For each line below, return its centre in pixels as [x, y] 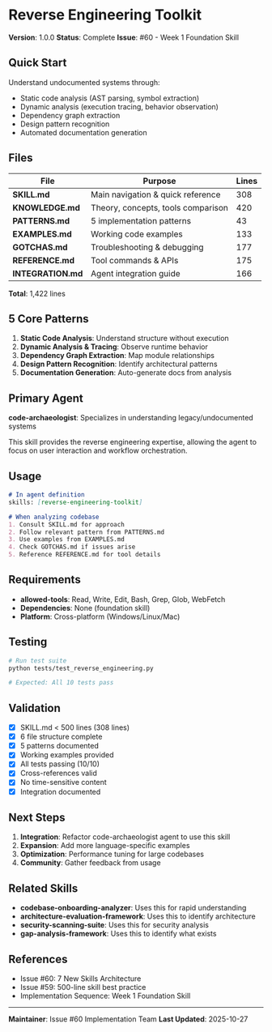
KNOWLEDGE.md [47, 207]
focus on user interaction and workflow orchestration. [98, 450]
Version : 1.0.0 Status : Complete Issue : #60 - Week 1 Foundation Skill [124, 37]
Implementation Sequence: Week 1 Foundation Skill [105, 996]
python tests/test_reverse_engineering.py [81, 668]
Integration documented [60, 791]
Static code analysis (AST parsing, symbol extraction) [110, 98]
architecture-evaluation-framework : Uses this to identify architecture [138, 916]
